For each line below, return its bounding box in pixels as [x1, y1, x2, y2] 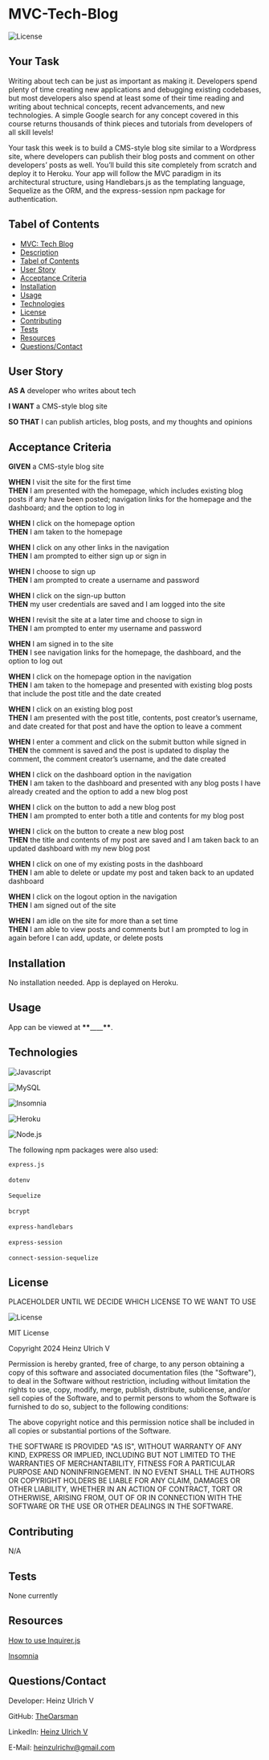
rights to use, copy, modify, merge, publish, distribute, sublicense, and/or [8, 1385, 251, 1395]
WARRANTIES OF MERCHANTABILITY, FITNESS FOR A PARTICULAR [8, 1458, 235, 1468]
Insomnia [8, 1651, 39, 1660]
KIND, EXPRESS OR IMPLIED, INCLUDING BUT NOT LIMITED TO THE [8, 1450, 236, 1460]
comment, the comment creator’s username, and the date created [8, 754, 226, 764]
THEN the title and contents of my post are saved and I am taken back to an [8, 835, 259, 845]
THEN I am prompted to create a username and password [8, 576, 199, 585]
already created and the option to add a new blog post [8, 787, 189, 797]
